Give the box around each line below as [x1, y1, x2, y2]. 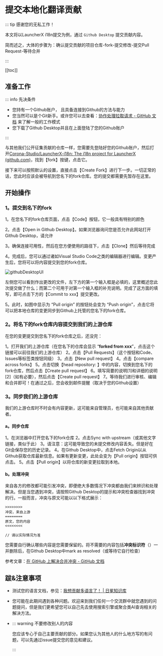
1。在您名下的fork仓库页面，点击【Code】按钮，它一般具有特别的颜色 [5, 217, 145, 222]
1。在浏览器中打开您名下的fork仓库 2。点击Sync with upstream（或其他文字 [5, 435, 156, 441]
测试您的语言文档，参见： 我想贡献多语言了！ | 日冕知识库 [12, 588, 127, 594]
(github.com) [5, 156, 31, 163]
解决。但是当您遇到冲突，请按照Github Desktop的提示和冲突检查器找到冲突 [5, 489, 155, 495]
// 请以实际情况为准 [5, 533, 41, 538]
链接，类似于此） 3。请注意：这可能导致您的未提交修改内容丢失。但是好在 [5, 441, 154, 447]
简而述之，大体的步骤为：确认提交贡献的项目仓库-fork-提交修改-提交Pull [5, 42, 149, 48]
